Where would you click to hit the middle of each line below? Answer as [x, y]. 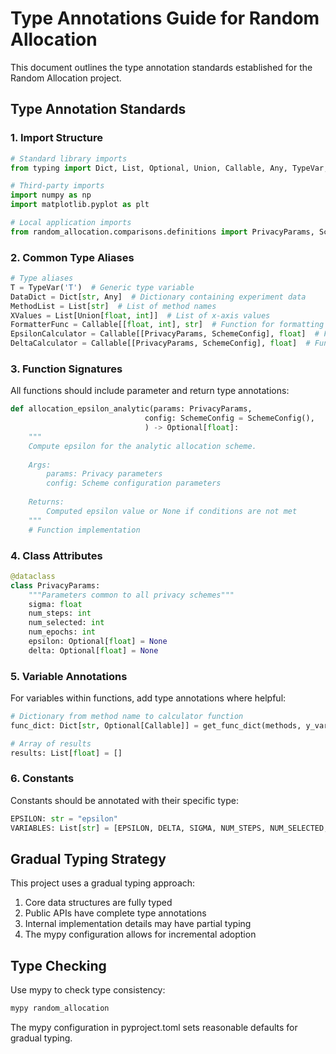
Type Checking [58, 965]
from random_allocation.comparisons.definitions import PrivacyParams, [162, 232]
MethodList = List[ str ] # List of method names [113, 306]
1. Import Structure [56, 138]
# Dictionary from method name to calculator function [127, 717]
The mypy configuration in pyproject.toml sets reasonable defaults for [154, 1028]
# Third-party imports [57, 186]
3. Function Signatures [66, 369]
